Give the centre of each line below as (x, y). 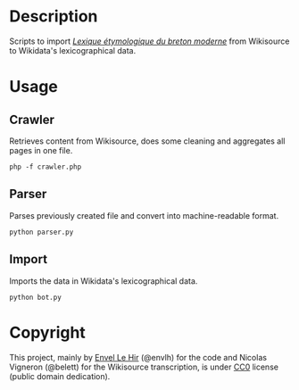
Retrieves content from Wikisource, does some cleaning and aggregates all (147, 141)
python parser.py (42, 232)
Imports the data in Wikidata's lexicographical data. (104, 281)
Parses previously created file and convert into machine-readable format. (144, 215)
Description (54, 17)
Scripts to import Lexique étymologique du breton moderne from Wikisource (149, 41)
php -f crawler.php (46, 167)
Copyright (48, 332)
